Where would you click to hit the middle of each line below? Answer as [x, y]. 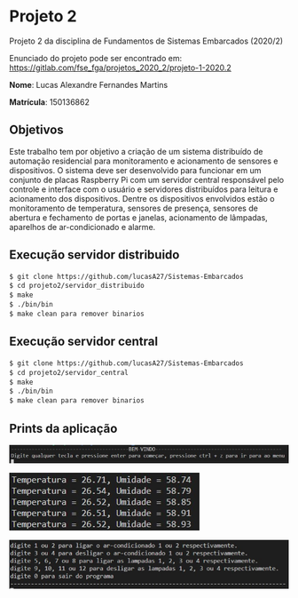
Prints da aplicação [63, 428]
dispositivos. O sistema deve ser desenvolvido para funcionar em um [135, 170]
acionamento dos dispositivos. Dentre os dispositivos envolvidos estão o [142, 198]
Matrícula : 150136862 [50, 102]
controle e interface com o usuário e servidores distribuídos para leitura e [144, 189]
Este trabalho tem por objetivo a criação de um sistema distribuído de [136, 151]
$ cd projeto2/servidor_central [69, 372]
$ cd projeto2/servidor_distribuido [77, 286]
